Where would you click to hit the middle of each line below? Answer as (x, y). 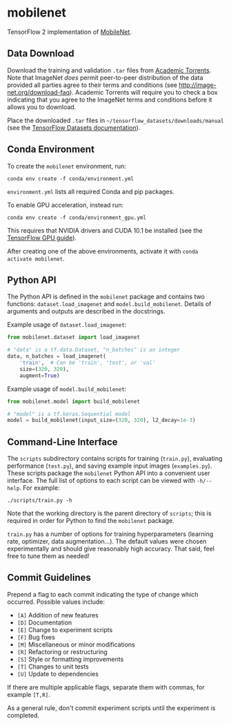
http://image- (198, 85)
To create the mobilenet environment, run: (67, 166)
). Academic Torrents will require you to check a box (144, 92)
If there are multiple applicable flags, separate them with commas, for (106, 687)
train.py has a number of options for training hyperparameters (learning (110, 534)
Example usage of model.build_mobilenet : (67, 389)
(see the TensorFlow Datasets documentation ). (74, 127)
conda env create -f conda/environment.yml (71, 179)
